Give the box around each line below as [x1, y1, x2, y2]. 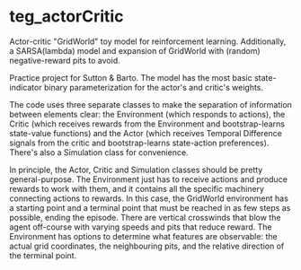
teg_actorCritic [9, 6, 124, 27]
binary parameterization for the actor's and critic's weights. [43, 82, 263, 92]
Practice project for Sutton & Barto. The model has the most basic [9, 72, 253, 83]
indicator [9, 82, 42, 92]
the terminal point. [9, 249, 77, 261]
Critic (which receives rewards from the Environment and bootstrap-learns [9, 118, 286, 129]
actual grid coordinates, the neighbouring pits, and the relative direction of [9, 240, 285, 251]
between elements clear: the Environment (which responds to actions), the [9, 109, 286, 119]
